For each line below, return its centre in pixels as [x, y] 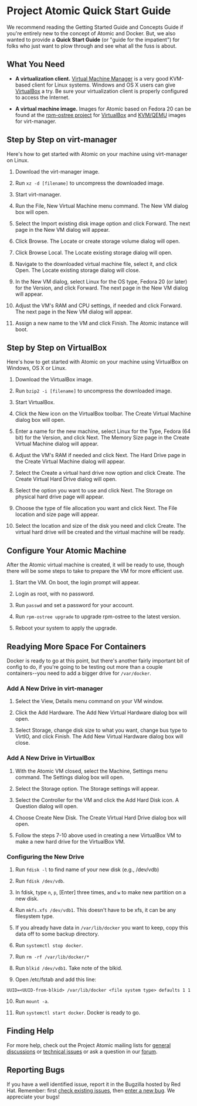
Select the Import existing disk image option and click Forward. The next [103, 223]
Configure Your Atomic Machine [67, 550]
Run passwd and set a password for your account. [74, 605]
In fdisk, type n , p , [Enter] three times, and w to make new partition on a [101, 892]
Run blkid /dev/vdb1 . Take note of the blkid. [69, 968]
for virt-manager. [36, 121]
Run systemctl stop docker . [49, 945]
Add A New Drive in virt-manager [55, 688]
